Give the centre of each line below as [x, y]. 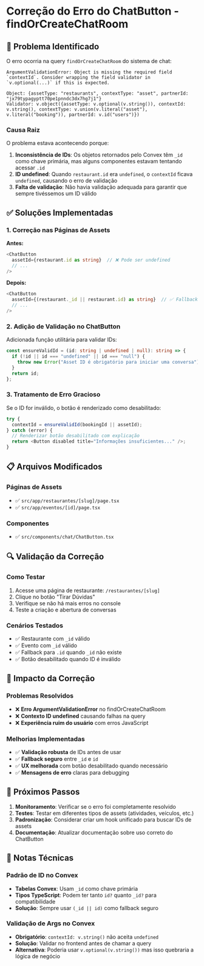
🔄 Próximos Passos [43, 792]
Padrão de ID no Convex [42, 876]
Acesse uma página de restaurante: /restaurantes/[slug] [87, 590]
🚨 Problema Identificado [53, 46]
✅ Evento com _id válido [46, 645]
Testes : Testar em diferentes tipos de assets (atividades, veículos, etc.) [104, 813]
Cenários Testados [35, 625]
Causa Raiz [23, 130]
